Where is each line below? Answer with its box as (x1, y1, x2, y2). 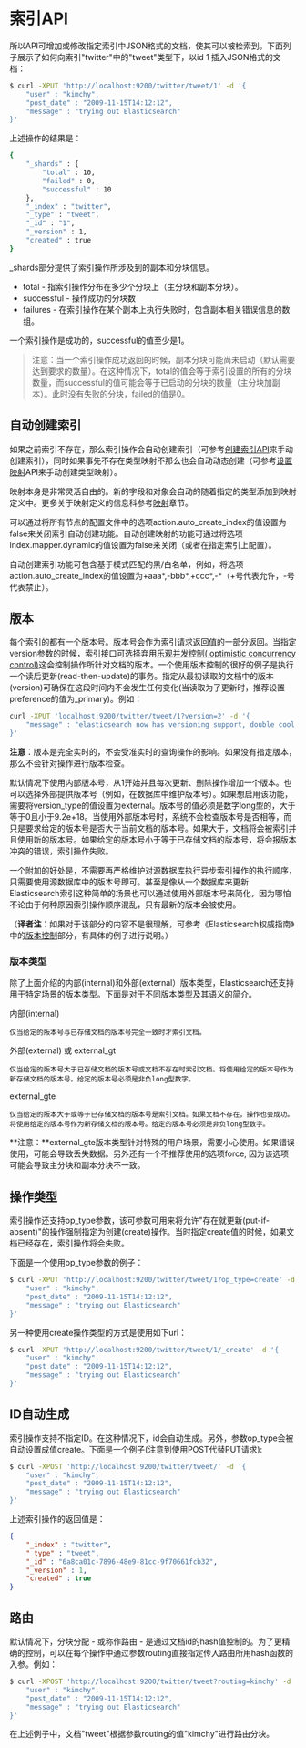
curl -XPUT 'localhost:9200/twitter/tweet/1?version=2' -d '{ (9, 712, 250, 721)
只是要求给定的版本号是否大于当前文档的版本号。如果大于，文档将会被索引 (9, 822, 289, 834)
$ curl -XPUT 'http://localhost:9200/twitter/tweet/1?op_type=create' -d (9, 1276, 296, 1285)
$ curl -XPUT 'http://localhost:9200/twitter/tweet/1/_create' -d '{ (9, 1345, 280, 1354)
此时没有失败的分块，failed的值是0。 (51, 388, 189, 399)
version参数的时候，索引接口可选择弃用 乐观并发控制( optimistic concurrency (9, 648, 296, 659)
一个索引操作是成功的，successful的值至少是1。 (9, 335, 189, 346)
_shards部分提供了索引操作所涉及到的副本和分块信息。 (9, 262, 214, 273)
